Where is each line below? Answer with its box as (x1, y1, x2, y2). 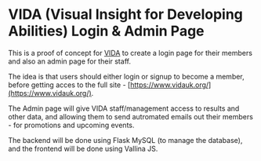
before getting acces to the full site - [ (8, 80, 131, 90)
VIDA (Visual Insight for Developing (8, 5, 243, 24)
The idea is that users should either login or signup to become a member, (8, 71, 245, 81)
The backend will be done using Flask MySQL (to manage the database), (8, 135, 243, 145)
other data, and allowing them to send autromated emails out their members (8, 112, 253, 121)
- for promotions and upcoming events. (8, 120, 135, 130)
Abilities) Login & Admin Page (8, 22, 205, 40)
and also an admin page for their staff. (8, 57, 132, 66)
